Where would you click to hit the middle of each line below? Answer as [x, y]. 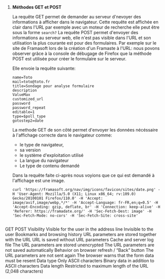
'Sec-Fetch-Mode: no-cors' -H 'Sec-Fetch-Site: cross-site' [75, 216]
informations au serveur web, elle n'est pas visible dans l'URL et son [82, 38]
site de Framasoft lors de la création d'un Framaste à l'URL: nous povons [86, 48]
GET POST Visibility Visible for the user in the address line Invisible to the [79, 229]
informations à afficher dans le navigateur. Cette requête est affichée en [85, 22]
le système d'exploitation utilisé [51, 155]
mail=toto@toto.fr [31, 82]
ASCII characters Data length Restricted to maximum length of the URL [77, 266]
